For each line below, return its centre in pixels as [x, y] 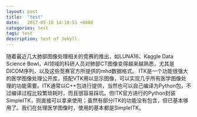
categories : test [27, 28]
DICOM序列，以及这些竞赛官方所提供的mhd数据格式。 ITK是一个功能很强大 [97, 71]
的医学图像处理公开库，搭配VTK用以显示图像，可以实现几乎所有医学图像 [94, 78]
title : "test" [25, 17]
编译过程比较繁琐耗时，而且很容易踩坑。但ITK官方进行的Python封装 [93, 93]
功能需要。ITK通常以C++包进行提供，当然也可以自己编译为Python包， [101, 86]
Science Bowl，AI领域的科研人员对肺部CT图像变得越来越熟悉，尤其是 [90, 63]
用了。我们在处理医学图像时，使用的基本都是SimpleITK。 [75, 108]
